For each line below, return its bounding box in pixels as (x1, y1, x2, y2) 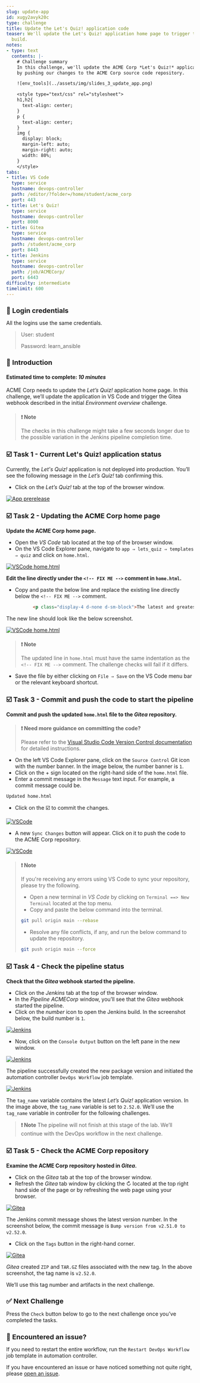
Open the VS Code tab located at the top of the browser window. (14, 539, 174, 546)
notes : (6, 42, 23, 48)
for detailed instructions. (20, 745, 82, 752)
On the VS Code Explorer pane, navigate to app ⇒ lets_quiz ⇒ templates (14, 545, 194, 552)
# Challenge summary (17, 59, 68, 64)
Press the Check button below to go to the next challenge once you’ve (6, 1310, 177, 1317)
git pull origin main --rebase (20, 918, 99, 924)
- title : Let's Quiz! (6, 202, 60, 208)
